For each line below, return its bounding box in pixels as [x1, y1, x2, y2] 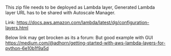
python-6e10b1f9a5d [5, 45, 49, 51]
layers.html [5, 25, 29, 31]
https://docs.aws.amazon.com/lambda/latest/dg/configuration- [16, 20, 150, 25]
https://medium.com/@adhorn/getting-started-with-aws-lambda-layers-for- [5, 40, 166, 46]
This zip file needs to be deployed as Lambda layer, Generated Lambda [5, 5, 155, 10]
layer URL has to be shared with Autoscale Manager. [5, 10, 116, 16]
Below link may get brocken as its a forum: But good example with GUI [5, 35, 153, 40]
